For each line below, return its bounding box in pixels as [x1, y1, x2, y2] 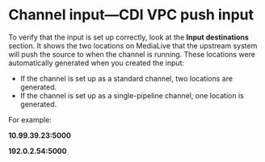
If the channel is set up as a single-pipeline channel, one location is [19, 90, 244, 100]
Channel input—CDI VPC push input [8, 6, 254, 24]
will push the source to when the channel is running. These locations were [8, 49, 256, 59]
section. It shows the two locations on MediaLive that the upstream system [8, 40, 258, 50]
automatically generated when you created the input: [8, 58, 184, 68]
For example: [8, 114, 53, 124]
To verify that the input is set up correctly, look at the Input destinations [8, 32, 249, 42]
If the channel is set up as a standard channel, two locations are [19, 73, 233, 83]
